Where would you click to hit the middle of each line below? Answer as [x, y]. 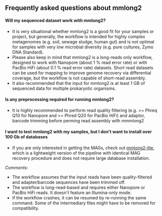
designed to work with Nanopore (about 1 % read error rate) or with [80, 62]
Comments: [17, 167]
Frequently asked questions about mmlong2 [73, 8]
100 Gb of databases [26, 137]
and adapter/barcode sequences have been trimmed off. [69, 182]
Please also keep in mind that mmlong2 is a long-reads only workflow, [82, 57]
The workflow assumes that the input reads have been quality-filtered [82, 177]
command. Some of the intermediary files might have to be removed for [84, 203]
